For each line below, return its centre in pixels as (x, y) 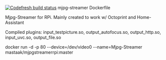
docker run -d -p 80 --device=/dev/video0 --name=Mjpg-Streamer (74, 47)
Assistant (15, 23)
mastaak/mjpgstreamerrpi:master (39, 52)
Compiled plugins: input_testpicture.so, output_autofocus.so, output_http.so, (83, 32)
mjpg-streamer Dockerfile (84, 8)
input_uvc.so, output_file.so (33, 37)
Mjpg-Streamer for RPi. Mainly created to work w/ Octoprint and (71, 17)
